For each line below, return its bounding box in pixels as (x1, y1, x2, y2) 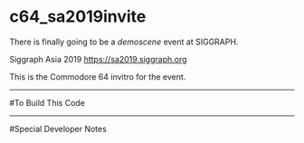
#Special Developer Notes (9, 123, 107, 134)
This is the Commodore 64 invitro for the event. (9, 71, 186, 82)
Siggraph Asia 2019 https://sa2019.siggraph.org (9, 53, 187, 64)
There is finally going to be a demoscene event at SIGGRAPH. (9, 36, 239, 47)
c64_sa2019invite (9, 6, 147, 27)
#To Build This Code (9, 97, 86, 108)
